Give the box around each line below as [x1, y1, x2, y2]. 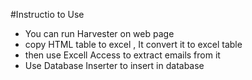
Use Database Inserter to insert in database [24, 60, 205, 71]
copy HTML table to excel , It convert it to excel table [24, 39, 243, 50]
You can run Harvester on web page [24, 28, 175, 39]
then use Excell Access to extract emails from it [24, 49, 221, 61]
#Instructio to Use [10, 9, 85, 20]
